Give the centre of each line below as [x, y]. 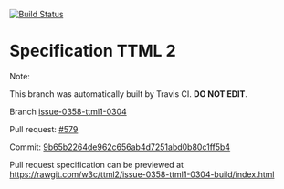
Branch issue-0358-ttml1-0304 [68, 111]
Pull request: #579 [44, 129]
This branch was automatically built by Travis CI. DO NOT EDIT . [129, 94]
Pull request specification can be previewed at [97, 164]
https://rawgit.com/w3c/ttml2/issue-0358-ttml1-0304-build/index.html [142, 174]
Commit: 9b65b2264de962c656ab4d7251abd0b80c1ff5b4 [120, 147]
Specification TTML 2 [93, 51]
